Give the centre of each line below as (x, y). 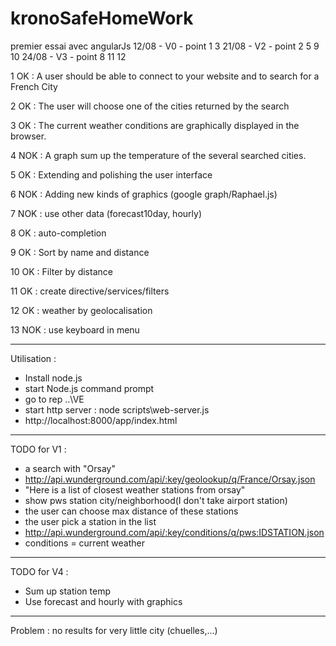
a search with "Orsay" (70, 468)
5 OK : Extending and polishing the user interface (111, 174)
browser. (28, 136)
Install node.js (53, 378)
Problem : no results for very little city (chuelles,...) (114, 630)
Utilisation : (33, 358)
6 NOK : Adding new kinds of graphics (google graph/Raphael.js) (144, 194)
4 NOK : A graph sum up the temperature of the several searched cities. (158, 155)
